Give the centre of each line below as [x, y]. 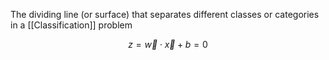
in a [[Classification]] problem [71, 25]
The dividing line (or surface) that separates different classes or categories [165, 14]
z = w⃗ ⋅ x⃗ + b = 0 [168, 44]
